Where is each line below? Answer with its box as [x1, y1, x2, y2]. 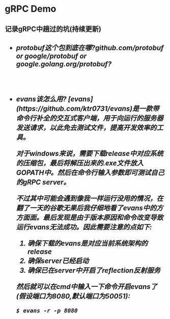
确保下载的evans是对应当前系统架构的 [27, 239, 148, 248]
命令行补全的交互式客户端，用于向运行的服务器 [16, 114, 163, 123]
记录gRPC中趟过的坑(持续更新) [5, 24, 102, 33]
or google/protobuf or [16, 51, 87, 60]
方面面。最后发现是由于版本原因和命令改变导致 [16, 214, 163, 222]
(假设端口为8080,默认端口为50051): [16, 292, 130, 301]
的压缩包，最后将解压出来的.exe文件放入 [16, 159, 144, 168]
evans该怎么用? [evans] [16, 95, 93, 103]
